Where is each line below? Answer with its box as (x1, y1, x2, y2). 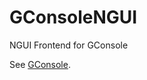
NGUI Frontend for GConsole (9, 39, 129, 51)
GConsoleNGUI (9, 6, 138, 29)
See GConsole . (9, 58, 71, 70)
